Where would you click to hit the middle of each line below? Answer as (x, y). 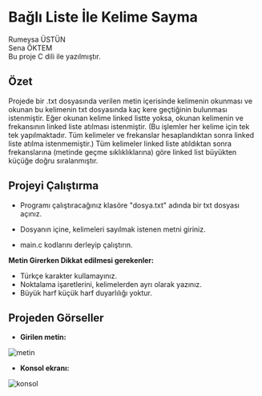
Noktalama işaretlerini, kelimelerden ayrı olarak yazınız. (111, 284)
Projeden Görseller (56, 318)
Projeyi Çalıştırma (53, 186)
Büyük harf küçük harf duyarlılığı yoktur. (86, 293)
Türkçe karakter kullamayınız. (69, 276)
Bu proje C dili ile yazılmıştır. (55, 56)
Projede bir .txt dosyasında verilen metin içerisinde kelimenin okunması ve (131, 101)
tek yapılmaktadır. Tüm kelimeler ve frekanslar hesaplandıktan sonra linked (131, 135)
